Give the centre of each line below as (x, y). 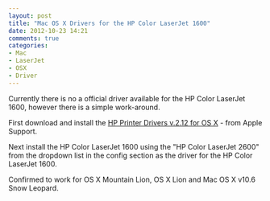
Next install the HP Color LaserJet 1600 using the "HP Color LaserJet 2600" (134, 146)
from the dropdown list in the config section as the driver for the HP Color (131, 155)
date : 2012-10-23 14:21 (48, 31)
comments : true (34, 38)
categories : (28, 46)
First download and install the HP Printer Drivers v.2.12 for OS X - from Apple (135, 122)
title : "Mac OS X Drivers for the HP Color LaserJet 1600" (110, 23)
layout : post (30, 16)
